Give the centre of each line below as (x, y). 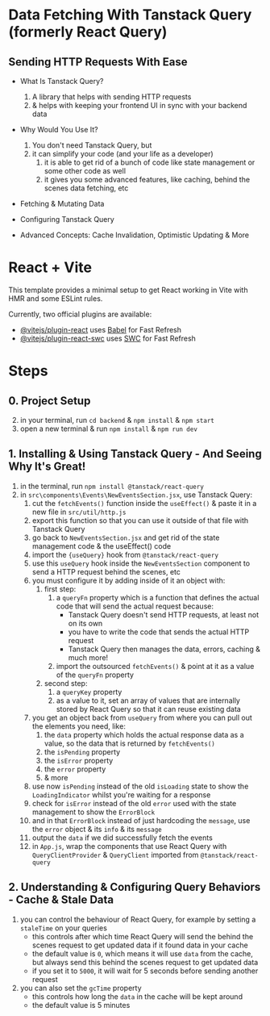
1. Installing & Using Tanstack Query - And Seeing (135, 454)
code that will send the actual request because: (135, 606)
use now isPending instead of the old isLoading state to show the (140, 786)
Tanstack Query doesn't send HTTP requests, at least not (164, 614)
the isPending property (82, 751)
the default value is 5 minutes (81, 1005)
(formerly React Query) (88, 32)
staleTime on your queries (63, 928)
